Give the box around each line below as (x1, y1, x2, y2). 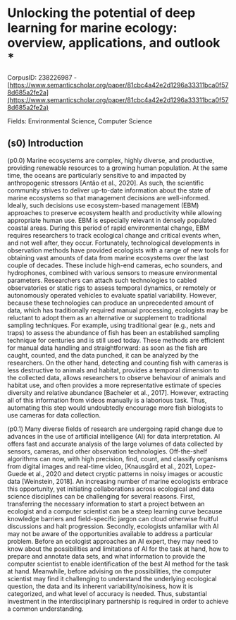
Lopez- (194, 462, 216, 470)
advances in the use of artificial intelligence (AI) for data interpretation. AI (7, 432, 221, 440)
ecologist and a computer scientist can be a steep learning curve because (7, 506, 223, 516)
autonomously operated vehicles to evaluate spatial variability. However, (7, 291, 217, 299)
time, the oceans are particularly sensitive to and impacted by (7, 171, 187, 179)
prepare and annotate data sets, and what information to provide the (7, 552, 206, 560)
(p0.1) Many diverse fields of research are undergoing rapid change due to (7, 425, 223, 433)
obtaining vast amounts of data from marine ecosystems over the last (7, 253, 209, 262)
